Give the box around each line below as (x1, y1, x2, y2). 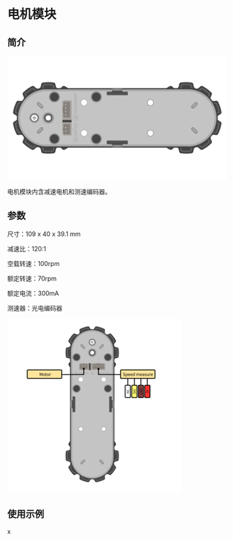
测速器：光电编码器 (7, 304, 63, 312)
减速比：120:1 (7, 244, 47, 253)
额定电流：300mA (7, 289, 59, 297)
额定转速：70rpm (7, 274, 57, 283)
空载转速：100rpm (7, 259, 60, 267)
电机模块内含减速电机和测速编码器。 (7, 187, 112, 195)
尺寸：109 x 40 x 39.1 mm (7, 230, 82, 238)
